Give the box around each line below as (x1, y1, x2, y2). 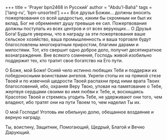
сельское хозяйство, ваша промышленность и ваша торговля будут (5, 36, 151, 42)
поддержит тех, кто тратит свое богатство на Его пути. (5, 58, 123, 63)
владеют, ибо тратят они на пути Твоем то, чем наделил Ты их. (5, 99, 141, 105)
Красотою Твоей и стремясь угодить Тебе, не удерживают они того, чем (5, 94, 162, 100)
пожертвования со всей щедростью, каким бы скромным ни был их (5, 15, 152, 21)
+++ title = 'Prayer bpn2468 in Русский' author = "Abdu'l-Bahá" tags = (5, 5, 152, 10)
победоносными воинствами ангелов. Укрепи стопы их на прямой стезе (5, 73, 161, 78)
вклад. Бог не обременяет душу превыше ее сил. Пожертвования (5, 20, 147, 26)
